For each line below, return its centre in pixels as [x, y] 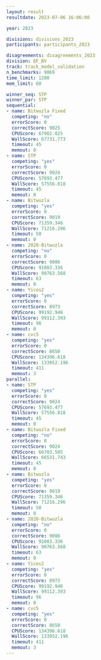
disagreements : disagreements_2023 [51, 56]
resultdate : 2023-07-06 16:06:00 [48, 17]
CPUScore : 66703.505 [37, 452]
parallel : [19, 379]
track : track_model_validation [45, 67]
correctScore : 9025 [36, 128]
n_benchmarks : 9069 [31, 72]
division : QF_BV [26, 61]
